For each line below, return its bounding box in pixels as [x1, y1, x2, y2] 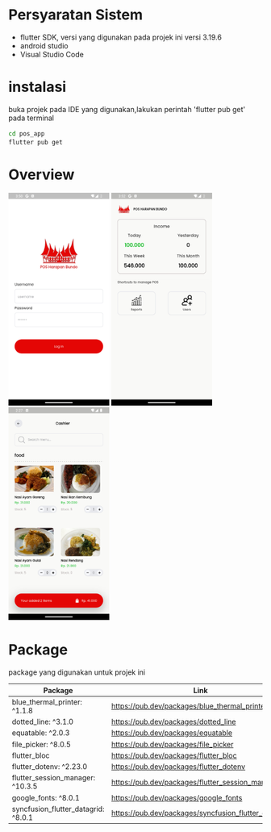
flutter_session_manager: [11, 773, 95, 783]
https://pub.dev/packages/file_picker [111, 739, 234, 749]
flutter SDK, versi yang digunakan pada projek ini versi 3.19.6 [19, 32, 222, 42]
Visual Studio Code [19, 49, 85, 59]
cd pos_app [8, 129, 45, 138]
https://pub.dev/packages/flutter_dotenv [111, 762, 246, 771]
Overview [8, 165, 75, 183]
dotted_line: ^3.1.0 [11, 717, 74, 727]
